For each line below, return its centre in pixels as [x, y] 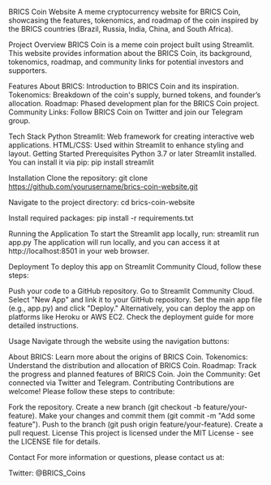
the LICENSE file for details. [55, 442]
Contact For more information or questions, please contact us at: [116, 457]
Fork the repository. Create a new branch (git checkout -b [105, 407]
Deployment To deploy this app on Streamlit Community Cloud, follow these [135, 266]
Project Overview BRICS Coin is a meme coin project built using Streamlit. [131, 45]
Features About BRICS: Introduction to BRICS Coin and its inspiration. [124, 86]
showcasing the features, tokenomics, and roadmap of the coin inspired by [133, 20]
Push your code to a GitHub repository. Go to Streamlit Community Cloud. [131, 291]
